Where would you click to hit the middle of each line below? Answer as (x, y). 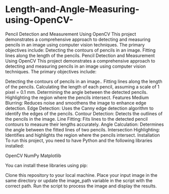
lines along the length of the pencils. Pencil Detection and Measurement (80, 55)
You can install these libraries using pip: (47, 165)
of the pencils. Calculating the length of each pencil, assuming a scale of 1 (82, 86)
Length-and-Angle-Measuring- (72, 9)
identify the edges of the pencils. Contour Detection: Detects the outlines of (84, 113)
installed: (15, 145)
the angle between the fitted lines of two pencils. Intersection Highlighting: (83, 129)
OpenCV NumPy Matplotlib (33, 156)
